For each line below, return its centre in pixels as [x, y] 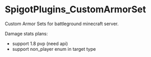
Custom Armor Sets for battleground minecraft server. [62, 24]
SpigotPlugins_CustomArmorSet [75, 9]
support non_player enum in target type [54, 49]
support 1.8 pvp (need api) [40, 43]
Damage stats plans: [26, 33]
